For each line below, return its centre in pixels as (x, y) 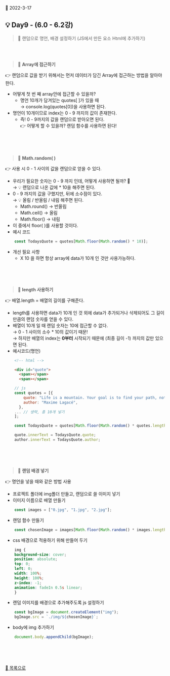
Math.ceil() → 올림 (39, 212)
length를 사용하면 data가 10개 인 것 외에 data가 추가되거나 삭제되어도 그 (84, 313)
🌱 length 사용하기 (35, 289)
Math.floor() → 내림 (40, 219)
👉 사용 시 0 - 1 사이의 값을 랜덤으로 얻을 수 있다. (54, 168)
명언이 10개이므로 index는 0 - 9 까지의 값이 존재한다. (65, 113)
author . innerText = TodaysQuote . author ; (57, 440)
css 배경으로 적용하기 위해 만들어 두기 (50, 540)
